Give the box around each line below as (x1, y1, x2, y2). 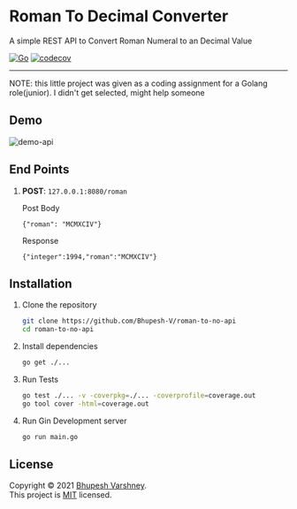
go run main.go (21, 432, 79, 441)
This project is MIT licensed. (9, 490, 112, 500)
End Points (9, 162, 70, 178)
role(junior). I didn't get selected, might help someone (9, 87, 205, 98)
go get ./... (21, 358, 71, 368)
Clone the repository (21, 300, 97, 310)
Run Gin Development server (21, 415, 127, 426)
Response (21, 235, 59, 246)
